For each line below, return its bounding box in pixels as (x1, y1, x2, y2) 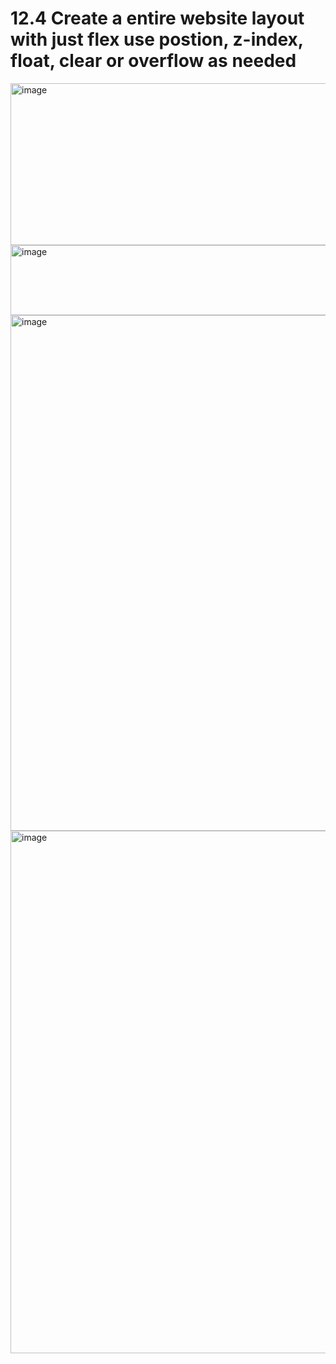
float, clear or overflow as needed (10, 50, 297, 72)
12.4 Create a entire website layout (10, 7, 305, 30)
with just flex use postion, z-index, (10, 28, 304, 51)
